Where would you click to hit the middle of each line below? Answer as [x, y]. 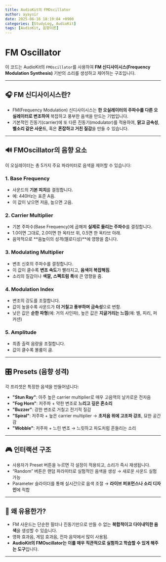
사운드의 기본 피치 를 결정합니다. [42, 190]
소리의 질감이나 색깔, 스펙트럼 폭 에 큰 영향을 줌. [58, 276]
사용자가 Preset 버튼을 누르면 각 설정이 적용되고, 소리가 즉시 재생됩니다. [81, 465]
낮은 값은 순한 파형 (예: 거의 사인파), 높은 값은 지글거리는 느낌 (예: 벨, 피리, [82, 313]
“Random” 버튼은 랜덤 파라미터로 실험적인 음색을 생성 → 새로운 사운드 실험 [84, 471]
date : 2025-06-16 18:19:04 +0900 [40, 19]
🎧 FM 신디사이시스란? [38, 95]
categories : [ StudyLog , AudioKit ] [41, 24]
